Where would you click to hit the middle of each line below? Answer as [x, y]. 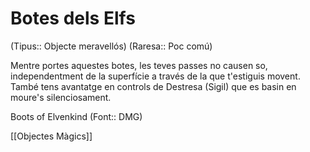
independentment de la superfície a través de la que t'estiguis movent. [155, 76]
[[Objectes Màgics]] [51, 136]
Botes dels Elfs [73, 18]
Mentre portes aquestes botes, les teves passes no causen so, [139, 65]
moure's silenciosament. [61, 97]
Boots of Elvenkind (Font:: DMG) [76, 116]
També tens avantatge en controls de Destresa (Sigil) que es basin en [153, 86]
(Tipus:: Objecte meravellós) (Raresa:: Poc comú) [111, 46]
